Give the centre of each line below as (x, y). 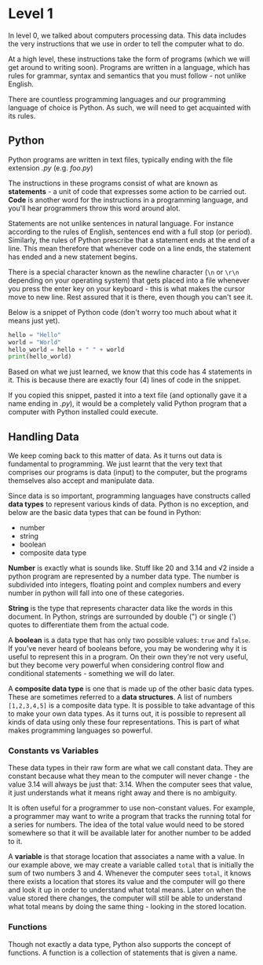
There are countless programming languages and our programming (117, 99)
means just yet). (34, 320)
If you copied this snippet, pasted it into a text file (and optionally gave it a (128, 395)
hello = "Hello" (35, 334)
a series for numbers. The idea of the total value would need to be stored (126, 824)
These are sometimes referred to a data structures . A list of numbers (121, 697)
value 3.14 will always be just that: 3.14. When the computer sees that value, (130, 784)
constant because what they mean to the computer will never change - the (129, 776)
